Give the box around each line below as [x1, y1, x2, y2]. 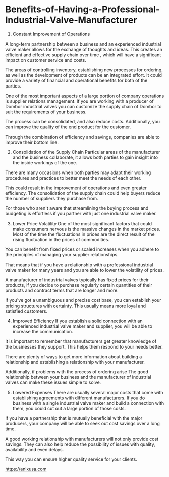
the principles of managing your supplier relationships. [5, 251, 119, 257]
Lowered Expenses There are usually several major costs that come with [12, 389, 163, 395]
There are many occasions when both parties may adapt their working [5, 169, 151, 176]
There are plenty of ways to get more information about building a [5, 353, 142, 360]
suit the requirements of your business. [5, 109, 87, 115]
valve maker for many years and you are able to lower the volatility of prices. [5, 267, 164, 273]
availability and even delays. [5, 446, 64, 452]
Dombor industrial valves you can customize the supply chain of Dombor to [5, 103, 162, 109]
